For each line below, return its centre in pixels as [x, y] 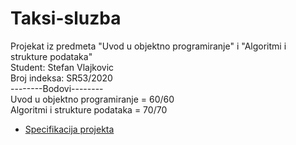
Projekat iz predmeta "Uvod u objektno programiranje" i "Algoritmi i [148, 46]
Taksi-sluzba [66, 18]
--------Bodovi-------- [57, 88]
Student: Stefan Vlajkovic [62, 67]
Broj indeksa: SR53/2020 [61, 78]
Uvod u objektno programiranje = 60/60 [92, 99]
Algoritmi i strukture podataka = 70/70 [89, 109]
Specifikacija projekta [69, 129]
